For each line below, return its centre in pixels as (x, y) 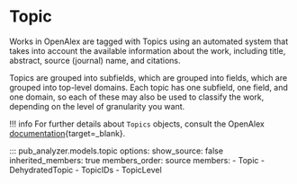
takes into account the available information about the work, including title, (148, 50)
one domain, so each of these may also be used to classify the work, (137, 97)
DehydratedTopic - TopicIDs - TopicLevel (85, 170)
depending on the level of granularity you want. (97, 106)
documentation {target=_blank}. (67, 133)
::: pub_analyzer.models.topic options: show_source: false (116, 151)
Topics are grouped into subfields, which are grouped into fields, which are (148, 77)
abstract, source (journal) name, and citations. (95, 60)
